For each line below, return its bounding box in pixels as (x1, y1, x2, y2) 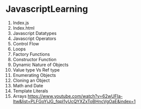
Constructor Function (12, 56, 57, 62)
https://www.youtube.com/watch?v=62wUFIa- (27, 93, 123, 99)
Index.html (12, 25, 35, 31)
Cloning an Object (12, 77, 50, 83)
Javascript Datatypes (12, 30, 57, 36)
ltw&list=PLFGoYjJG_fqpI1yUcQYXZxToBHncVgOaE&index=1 (12, 98, 136, 104)
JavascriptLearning (5, 3, 88, 15)
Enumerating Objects (12, 72, 56, 78)
